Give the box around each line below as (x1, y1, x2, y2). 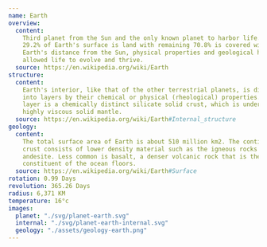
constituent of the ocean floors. (22, 160, 137, 168)
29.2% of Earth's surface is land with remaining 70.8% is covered (22, 41, 250, 49)
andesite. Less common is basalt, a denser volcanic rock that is (22, 152, 247, 160)
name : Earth (8, 11, 48, 20)
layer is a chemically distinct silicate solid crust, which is (22, 100, 240, 108)
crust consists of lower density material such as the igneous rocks (22, 145, 258, 153)
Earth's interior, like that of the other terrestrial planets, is (22, 85, 250, 94)
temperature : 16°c (8, 197, 69, 205)
